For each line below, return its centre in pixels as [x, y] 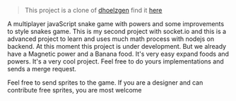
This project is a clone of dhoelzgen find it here [93, 10]
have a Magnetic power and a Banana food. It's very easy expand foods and [118, 54]
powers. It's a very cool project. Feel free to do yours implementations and [116, 61]
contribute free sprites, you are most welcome [75, 90]
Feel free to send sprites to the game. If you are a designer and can [105, 83]
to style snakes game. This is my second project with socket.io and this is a [117, 31]
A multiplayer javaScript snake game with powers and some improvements [116, 24]
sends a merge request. [42, 69]
